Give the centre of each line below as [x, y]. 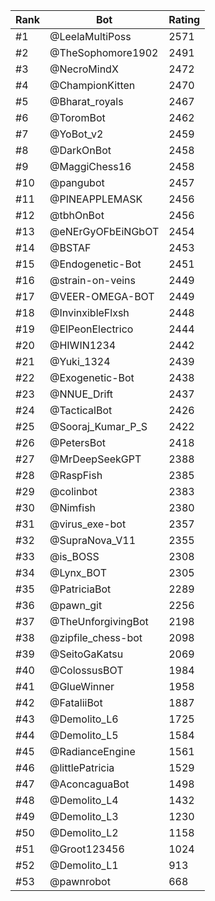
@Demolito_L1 [84, 865]
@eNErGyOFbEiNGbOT [104, 231]
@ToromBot [77, 117]
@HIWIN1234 [83, 345]
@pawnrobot [80, 881]
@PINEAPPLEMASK [96, 199]
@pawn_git [76, 605]
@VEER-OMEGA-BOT [102, 296]
